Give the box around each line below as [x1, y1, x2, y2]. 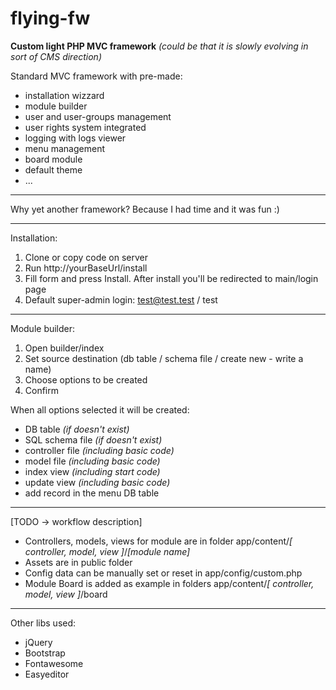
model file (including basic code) [24, 455, 161, 467]
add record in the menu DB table [24, 487, 160, 499]
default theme [24, 163, 83, 176]
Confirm [24, 384, 60, 396]
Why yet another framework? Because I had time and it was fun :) [10, 203, 280, 215]
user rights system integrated [24, 121, 147, 133]
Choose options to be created [24, 373, 148, 386]
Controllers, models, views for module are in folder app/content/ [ [24, 535, 293, 547]
